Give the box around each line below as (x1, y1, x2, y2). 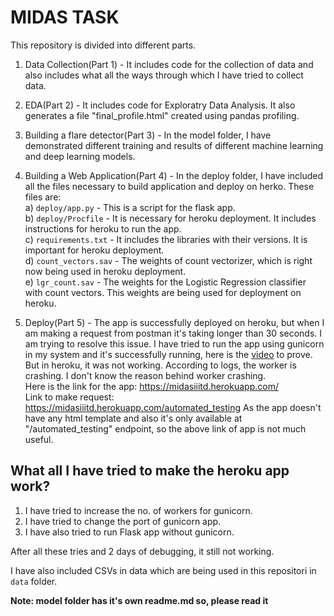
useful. (24, 433, 54, 445)
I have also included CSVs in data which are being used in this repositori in (10, 564, 317, 576)
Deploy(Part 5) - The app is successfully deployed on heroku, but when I (24, 316, 325, 328)
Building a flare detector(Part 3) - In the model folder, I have (24, 129, 272, 141)
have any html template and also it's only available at (24, 412, 243, 424)
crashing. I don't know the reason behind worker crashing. (24, 369, 267, 381)
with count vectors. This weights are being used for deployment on (24, 286, 302, 298)
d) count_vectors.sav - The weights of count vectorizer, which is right (24, 254, 313, 266)
